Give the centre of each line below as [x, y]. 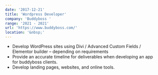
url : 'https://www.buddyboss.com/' [41, 28]
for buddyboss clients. [35, 62]
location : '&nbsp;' [25, 32]
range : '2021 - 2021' [27, 23]
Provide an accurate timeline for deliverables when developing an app [82, 57]
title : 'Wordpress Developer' [36, 14]
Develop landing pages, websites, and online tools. [63, 67]
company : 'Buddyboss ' [28, 19]
